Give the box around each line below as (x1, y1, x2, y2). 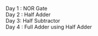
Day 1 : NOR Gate (5, 5, 48, 12)
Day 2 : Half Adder (5, 11, 51, 18)
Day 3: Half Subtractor (5, 17, 61, 24)
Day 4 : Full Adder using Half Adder (5, 23, 93, 30)
